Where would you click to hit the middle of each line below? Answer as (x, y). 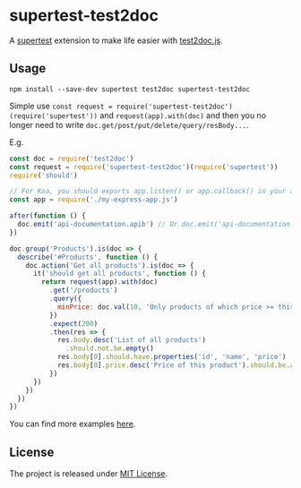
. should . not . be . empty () (110, 349)
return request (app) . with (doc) (100, 282)
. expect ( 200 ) (73, 323)
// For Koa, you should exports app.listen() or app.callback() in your (148, 192)
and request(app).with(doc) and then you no (183, 115)
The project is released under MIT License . (89, 474)
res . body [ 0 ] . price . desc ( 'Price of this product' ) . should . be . (174, 365)
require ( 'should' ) (43, 176)
